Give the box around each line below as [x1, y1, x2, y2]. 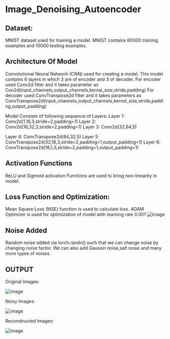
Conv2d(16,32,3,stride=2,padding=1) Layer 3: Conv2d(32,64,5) [5, 123, 137, 130]
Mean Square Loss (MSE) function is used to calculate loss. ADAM [5, 206, 144, 212]
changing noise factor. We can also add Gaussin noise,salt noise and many [5, 245, 162, 251]
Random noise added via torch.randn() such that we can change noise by [5, 240, 159, 246]
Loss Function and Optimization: [5, 193, 110, 201]
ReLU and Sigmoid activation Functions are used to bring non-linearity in [5, 173, 157, 179]
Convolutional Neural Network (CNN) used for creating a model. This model [5, 71, 163, 77]
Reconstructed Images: [5, 318, 54, 324]
